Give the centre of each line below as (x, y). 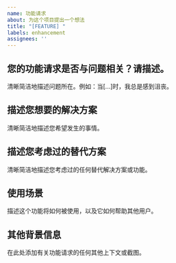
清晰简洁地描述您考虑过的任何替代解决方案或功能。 (79, 170)
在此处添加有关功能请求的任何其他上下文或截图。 (76, 253)
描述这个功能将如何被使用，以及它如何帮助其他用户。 (82, 211)
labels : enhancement (37, 33)
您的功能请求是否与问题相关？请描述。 (88, 68)
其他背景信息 (34, 235)
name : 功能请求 (27, 13)
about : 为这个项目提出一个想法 (46, 20)
